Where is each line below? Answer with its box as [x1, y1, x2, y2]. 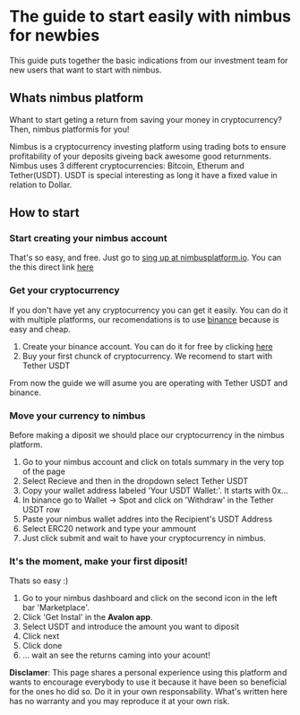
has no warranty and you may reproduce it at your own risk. [9, 696, 230, 707]
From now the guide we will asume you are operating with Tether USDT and [9, 377, 288, 388]
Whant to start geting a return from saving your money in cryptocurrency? [9, 114, 282, 125]
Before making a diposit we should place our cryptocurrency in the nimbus [9, 430, 285, 441]
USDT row [21, 504, 61, 515]
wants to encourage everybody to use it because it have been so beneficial [9, 676, 287, 687]
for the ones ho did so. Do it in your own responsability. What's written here [9, 686, 288, 697]
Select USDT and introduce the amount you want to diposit [21, 621, 240, 633]
